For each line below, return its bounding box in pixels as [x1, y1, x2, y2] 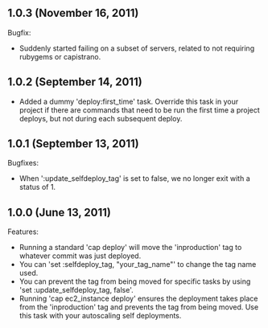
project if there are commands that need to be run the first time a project [19, 105, 261, 115]
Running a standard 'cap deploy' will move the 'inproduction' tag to [19, 243, 242, 252]
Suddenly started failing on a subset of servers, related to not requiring [19, 43, 255, 53]
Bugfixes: [7, 158, 39, 168]
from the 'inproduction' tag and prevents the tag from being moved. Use [19, 302, 259, 312]
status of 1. [19, 182, 56, 192]
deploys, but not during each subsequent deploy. [19, 113, 183, 123]
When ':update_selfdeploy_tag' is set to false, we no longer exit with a [19, 174, 250, 183]
